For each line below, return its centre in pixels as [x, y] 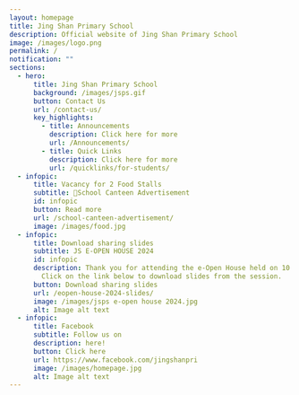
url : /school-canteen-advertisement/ [103, 218]
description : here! [69, 343]
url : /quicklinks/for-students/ [109, 168]
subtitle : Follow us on [77, 335]
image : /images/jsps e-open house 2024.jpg [115, 302]
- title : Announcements [85, 127]
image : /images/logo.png [56, 43]
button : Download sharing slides [95, 285]
